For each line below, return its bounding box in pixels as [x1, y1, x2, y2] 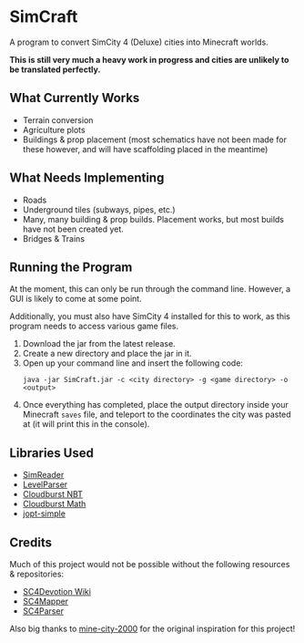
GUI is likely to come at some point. [9, 294, 143, 305]
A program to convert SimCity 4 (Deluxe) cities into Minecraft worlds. [9, 36, 269, 47]
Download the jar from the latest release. [22, 338, 176, 349]
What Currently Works [9, 90, 140, 106]
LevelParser [22, 479, 68, 490]
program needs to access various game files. [9, 321, 179, 332]
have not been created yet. [22, 223, 125, 234]
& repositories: [9, 568, 65, 579]
